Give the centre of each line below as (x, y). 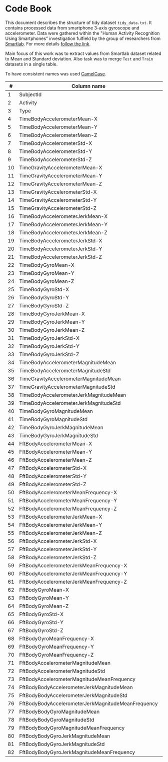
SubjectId (30, 94)
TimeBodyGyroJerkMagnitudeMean (61, 427)
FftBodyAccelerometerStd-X (53, 468)
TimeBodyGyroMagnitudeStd (53, 419)
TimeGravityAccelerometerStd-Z (58, 208)
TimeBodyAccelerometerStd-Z (55, 159)
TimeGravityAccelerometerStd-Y (58, 200)
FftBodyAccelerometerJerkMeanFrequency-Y (73, 574)
